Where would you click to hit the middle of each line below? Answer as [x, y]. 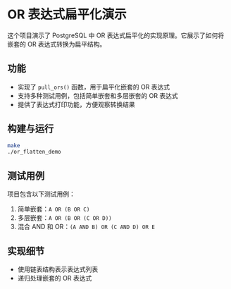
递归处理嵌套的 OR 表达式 [55, 278]
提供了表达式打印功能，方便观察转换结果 [76, 104]
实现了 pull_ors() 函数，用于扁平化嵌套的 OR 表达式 [94, 87]
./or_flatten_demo [34, 152]
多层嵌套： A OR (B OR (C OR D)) [64, 218]
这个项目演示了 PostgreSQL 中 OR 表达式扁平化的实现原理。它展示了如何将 [115, 35]
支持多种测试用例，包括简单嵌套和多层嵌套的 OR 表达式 [98, 95]
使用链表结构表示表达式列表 [58, 269]
